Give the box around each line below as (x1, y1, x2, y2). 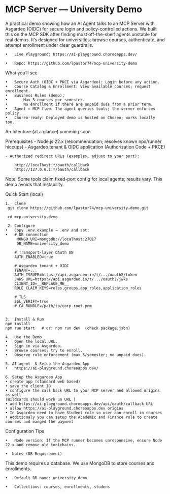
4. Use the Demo (5, 334, 42, 339)
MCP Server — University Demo (5, 4, 143, 15)
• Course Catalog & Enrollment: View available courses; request (5, 84, 151, 89)
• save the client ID (5, 383, 51, 389)
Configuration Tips (5, 428, 45, 434)
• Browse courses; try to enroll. (5, 347, 83, 353)
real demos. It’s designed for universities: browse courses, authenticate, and (5, 37, 165, 43)
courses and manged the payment (5, 419, 74, 424)
